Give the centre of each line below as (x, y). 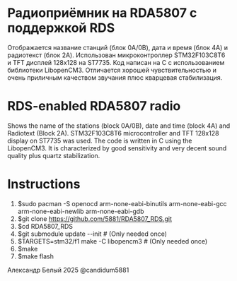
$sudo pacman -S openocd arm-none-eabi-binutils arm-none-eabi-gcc (122, 203)
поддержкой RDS (61, 28)
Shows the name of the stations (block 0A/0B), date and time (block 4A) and (119, 126)
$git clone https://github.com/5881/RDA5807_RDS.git (94, 219)
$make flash (36, 256)
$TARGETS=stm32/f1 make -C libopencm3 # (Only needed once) (112, 241)
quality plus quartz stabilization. (54, 155)
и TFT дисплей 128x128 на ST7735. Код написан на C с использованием (116, 62)
